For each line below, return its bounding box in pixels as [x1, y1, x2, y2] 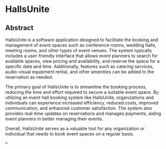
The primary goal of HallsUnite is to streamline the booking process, [5, 84, 147, 90]
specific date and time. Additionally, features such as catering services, [5, 64, 154, 69]
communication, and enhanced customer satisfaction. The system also [5, 105, 152, 111]
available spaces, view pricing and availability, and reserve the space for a [5, 58, 160, 64]
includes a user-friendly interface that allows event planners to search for [5, 53, 158, 59]
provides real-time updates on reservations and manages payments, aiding [5, 110, 161, 116]
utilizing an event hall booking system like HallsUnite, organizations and [5, 94, 154, 100]
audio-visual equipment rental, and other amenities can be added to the [5, 69, 154, 75]
